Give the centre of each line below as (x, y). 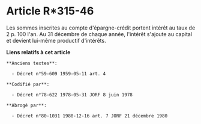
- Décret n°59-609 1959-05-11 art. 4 (59, 73)
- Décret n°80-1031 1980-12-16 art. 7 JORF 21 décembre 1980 (90, 116)
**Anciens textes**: (32, 63)
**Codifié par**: (28, 84)
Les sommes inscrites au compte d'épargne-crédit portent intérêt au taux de (101, 28)
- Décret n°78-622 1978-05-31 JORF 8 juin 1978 (72, 95)
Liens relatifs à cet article (38, 52)
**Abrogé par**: (26, 105)
